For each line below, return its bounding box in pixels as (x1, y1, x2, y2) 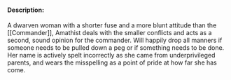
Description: (7, 6, 44, 14)
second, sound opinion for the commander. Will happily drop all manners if (7, 36, 223, 45)
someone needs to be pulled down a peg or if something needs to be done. (7, 44, 225, 52)
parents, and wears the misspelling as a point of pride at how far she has (7, 58, 217, 67)
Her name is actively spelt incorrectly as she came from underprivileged (7, 51, 216, 60)
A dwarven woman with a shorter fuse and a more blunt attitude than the (7, 21, 217, 29)
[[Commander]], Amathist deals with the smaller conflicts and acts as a (7, 29, 212, 37)
